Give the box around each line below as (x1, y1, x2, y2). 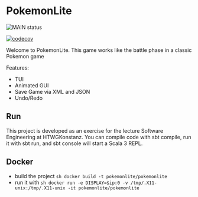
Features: (6, 64, 30, 71)
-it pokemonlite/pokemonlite (67, 185, 140, 191)
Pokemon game (6, 52, 44, 60)
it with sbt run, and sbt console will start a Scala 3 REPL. (6, 140, 143, 147)
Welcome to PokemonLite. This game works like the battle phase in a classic (6, 46, 192, 54)
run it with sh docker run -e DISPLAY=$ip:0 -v (14, 179, 128, 186)
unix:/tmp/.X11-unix (14, 185, 66, 191)
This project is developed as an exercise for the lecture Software (6, 127, 164, 134)
